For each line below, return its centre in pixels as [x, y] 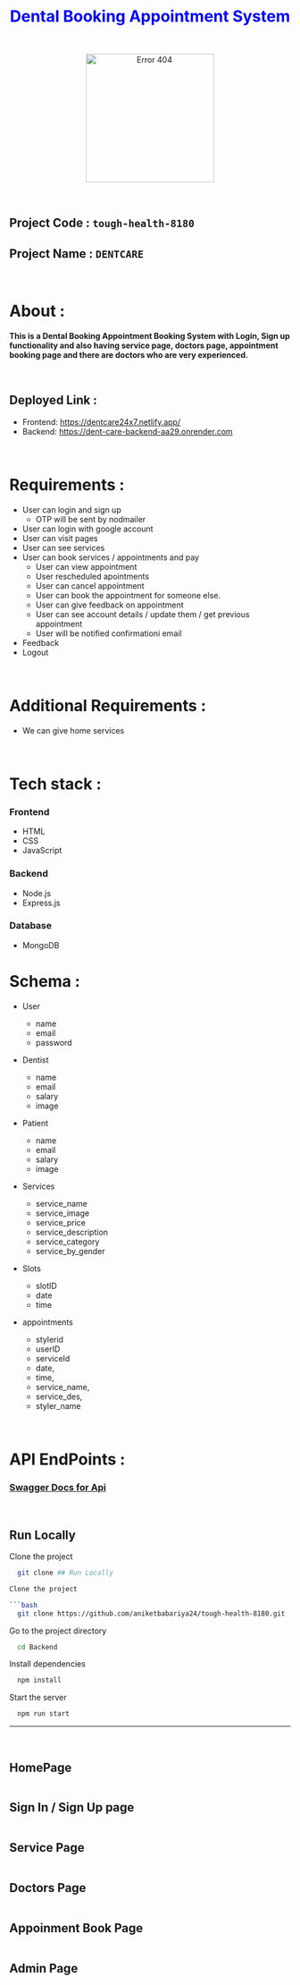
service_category [67, 1242]
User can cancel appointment [90, 585]
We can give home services [73, 730]
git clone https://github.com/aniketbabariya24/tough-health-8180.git [151, 1613]
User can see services [63, 547]
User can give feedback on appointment [110, 605]
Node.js [37, 893]
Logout [35, 652]
